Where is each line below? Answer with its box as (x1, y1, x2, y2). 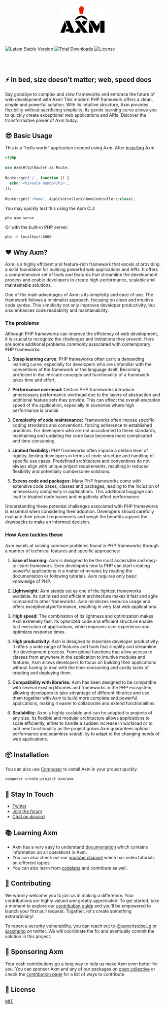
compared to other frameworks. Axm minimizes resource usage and (12, 598, 151, 604)
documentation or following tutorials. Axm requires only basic (12, 573, 137, 579)
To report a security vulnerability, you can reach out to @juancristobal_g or (5, 923, 157, 929)
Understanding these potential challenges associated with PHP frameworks (5, 504, 159, 509)
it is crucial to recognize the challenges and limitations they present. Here (5, 336, 154, 342)
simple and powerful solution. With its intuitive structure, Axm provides (5, 101, 149, 107)
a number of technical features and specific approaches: (5, 548, 121, 554)
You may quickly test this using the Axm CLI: (5, 205, 96, 211)
